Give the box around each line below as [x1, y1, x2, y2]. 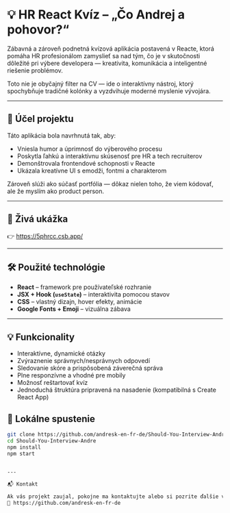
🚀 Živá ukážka [7, 213, 68, 225]
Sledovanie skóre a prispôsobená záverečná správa [16, 364, 163, 373]
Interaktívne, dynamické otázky [16, 349, 106, 358]
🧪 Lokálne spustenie [7, 413, 96, 425]
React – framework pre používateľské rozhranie [16, 283, 152, 291]
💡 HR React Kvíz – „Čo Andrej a [7, 7, 186, 23]
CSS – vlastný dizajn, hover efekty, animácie [16, 298, 142, 306]
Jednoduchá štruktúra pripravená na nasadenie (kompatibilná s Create [16, 386, 217, 394]
